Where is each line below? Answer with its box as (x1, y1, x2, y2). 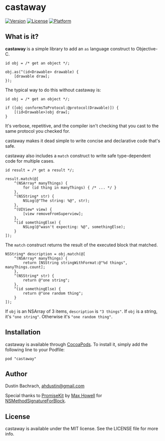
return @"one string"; (23, 277, 70, 283)
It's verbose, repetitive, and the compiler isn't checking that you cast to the (5, 123, 159, 129)
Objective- (136, 45, 158, 51)
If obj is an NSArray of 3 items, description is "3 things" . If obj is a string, (5, 308, 158, 314)
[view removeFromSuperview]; (23, 211, 83, 216)
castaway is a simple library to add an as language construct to (5, 45, 135, 51)
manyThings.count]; (5, 264, 46, 269)
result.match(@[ (5, 176, 39, 181)
